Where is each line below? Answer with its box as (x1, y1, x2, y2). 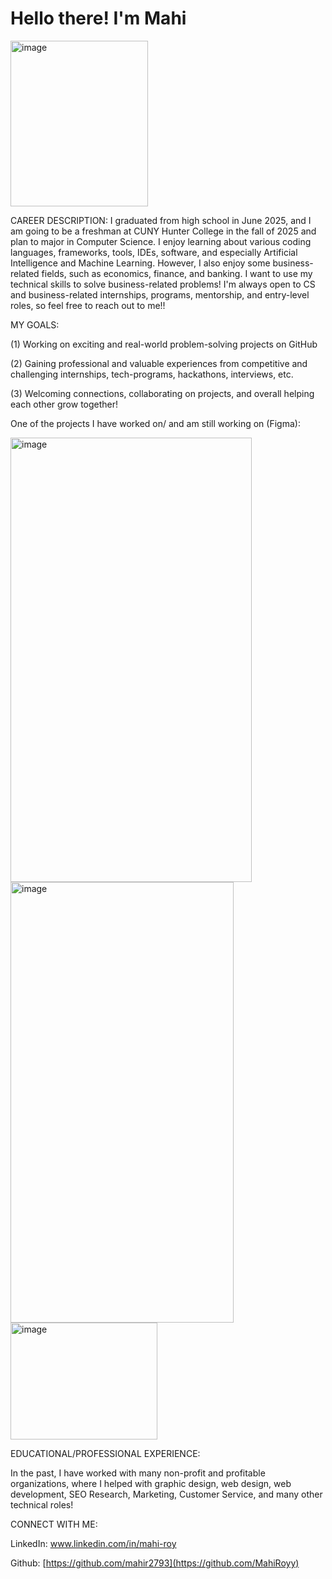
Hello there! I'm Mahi (10, 7, 187, 30)
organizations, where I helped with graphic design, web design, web (10, 1477, 292, 1489)
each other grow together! (10, 398, 119, 410)
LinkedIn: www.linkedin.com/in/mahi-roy (10, 1537, 177, 1549)
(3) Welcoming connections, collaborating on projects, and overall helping (10, 387, 315, 399)
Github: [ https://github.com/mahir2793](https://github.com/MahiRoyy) (10, 1557, 300, 1569)
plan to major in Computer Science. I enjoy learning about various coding (10, 235, 312, 247)
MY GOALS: (10, 318, 60, 331)
